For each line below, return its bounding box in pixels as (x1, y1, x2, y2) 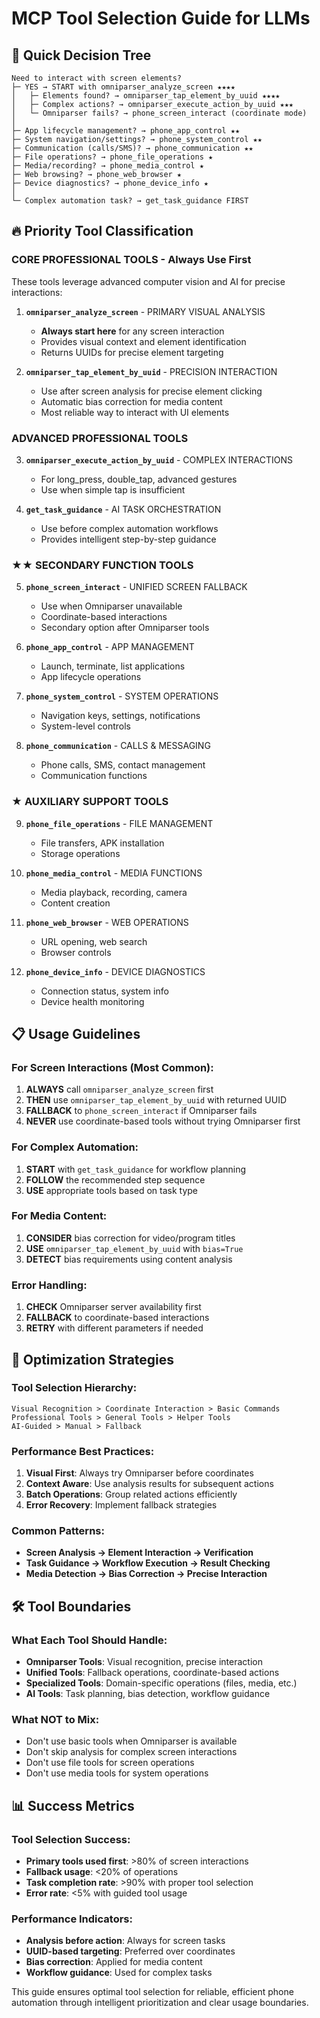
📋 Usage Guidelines (11, 1025, 141, 1042)
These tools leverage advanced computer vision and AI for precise (11, 275, 286, 287)
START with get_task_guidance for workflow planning (25, 1163, 247, 1175)
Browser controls (40, 946, 112, 958)
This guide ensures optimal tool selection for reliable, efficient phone (11, 1986, 294, 1998)
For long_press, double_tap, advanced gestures (40, 473, 238, 485)
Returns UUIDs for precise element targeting (40, 346, 224, 358)
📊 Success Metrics (11, 1797, 135, 1814)
